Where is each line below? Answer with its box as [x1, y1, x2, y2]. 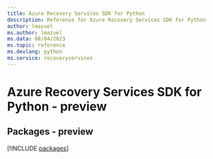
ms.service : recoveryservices [7, 55, 94, 62]
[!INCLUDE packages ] [7, 144, 69, 152]
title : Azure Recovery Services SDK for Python [7, 10, 145, 17]
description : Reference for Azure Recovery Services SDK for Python [7, 16, 206, 23]
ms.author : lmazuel [7, 29, 63, 36]
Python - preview [7, 99, 107, 114]
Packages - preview [7, 126, 94, 138]
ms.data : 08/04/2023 [7, 36, 66, 42]
